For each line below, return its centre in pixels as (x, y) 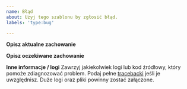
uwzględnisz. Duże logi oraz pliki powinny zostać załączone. (80, 80)
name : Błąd (20, 11)
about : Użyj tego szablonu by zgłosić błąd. (62, 17)
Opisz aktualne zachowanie (41, 44)
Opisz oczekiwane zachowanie (45, 56)
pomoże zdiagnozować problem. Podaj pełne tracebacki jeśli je (83, 74)
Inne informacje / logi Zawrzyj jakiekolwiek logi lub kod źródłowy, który (93, 67)
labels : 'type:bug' (30, 22)
